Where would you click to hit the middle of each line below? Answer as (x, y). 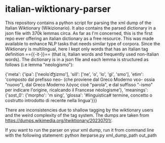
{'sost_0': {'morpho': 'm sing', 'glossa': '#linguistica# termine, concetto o (79, 95)
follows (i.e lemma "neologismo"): (39, 65)
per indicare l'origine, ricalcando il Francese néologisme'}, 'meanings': (77, 90)
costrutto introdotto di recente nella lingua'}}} (51, 100)
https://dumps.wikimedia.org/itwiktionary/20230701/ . (59, 120)
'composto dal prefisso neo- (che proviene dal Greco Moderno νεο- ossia (80, 79)
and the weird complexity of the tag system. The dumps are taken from (77, 115)
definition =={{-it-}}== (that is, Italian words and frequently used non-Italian (82, 54)
